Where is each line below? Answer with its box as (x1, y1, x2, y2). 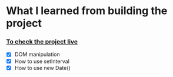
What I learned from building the (6, 4, 168, 18)
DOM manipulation (14, 51, 60, 58)
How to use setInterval (14, 58, 69, 65)
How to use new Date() (14, 64, 71, 71)
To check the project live (6, 38, 78, 46)
